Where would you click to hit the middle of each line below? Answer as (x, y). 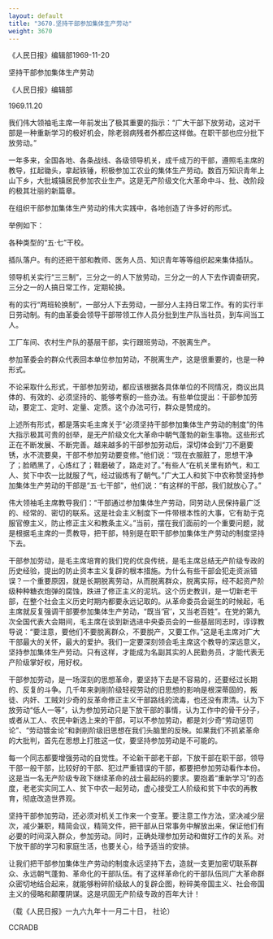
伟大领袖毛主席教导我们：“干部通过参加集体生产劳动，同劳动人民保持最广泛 (135, 503)
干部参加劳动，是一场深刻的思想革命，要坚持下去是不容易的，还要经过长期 (133, 680)
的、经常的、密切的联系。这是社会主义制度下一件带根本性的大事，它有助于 (133, 513)
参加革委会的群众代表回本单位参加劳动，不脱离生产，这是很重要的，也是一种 (136, 359)
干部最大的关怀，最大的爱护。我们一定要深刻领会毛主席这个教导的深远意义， (136, 642)
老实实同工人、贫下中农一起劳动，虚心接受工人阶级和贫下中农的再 (140, 789)
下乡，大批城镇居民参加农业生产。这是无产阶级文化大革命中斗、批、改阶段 (140, 180)
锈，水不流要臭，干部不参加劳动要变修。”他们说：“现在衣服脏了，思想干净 (131, 455)
